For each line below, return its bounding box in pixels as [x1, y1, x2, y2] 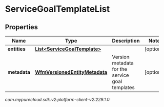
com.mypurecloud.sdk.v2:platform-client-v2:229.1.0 [5, 97, 110, 102]
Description [112, 38, 140, 44]
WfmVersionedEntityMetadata [35, 69, 107, 75]
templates [112, 84, 135, 91]
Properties [5, 23, 38, 31]
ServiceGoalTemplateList [5, 3, 110, 15]
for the [112, 66, 127, 72]
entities [7, 45, 26, 52]
